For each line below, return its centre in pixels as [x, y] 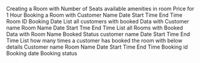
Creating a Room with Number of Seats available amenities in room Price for [100, 9]
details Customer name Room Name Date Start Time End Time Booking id [97, 47]
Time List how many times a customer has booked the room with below [94, 40]
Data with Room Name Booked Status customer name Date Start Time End [98, 34]
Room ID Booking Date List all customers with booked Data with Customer [98, 21]
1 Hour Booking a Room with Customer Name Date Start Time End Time [94, 15]
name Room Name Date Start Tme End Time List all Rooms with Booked [95, 28]
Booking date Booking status [42, 53]
